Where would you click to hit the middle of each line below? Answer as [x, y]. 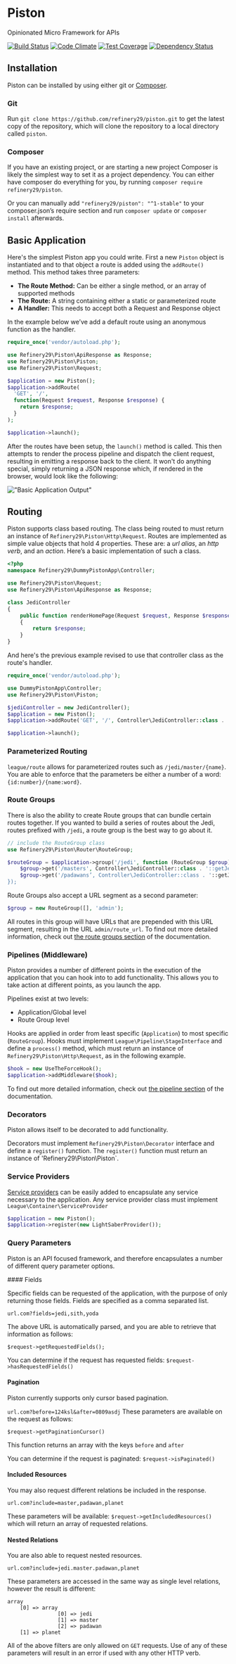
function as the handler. [41, 329]
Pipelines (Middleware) [47, 955]
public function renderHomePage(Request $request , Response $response [125, 616]
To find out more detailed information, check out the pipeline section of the [116, 1088]
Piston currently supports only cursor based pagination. [88, 1397]
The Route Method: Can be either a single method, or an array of [112, 286]
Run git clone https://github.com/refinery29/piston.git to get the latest [116, 119]
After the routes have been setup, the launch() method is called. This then [115, 446]
